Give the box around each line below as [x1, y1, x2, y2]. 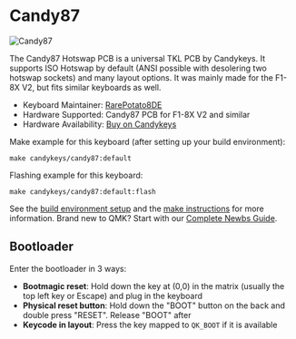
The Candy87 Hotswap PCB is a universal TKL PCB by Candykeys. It [9, 53, 266, 63]
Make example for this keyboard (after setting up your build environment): [9, 136, 286, 147]
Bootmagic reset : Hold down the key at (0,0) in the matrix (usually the [22, 280, 285, 291]
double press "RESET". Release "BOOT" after [22, 309, 192, 320]
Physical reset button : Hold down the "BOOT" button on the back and [22, 300, 286, 311]
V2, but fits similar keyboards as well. [21, 82, 162, 92]
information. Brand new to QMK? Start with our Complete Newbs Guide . [9, 212, 278, 223]
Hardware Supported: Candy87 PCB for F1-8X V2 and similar [22, 109, 251, 120]
